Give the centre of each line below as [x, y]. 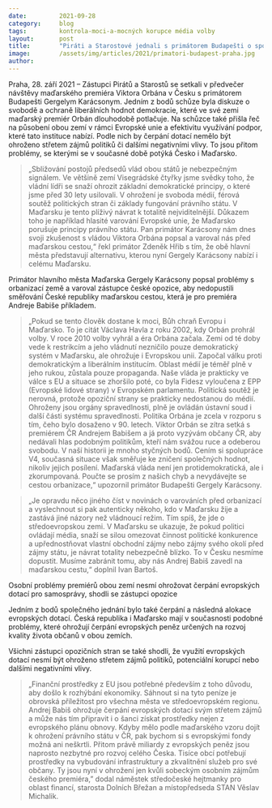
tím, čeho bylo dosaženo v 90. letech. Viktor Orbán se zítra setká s [139, 424]
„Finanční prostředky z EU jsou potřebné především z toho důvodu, [140, 684]
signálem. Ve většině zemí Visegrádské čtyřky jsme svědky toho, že [141, 177]
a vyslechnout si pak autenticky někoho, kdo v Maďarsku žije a [133, 509]
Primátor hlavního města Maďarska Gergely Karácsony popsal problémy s [132, 279]
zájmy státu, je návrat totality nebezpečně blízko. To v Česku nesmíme [146, 552]
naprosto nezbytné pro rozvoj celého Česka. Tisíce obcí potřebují [137, 753]
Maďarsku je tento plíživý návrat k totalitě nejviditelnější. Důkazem [138, 212]
